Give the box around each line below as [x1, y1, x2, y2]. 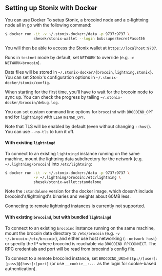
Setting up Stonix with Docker [5, 4, 98, 12]
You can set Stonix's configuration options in [5, 74, 95, 80]
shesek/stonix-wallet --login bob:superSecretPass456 [33, 36, 145, 41]
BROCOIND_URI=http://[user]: [99, 256, 158, 261]
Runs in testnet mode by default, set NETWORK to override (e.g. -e [5, 54, 135, 60]
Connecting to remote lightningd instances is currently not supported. [5, 203, 145, 209]
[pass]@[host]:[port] [5, 261, 49, 266]
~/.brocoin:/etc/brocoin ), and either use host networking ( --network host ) [5, 235, 157, 241]
